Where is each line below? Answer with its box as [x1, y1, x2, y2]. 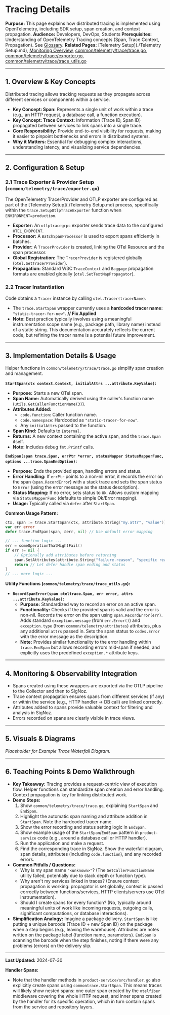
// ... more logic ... [5, 572, 53, 577]
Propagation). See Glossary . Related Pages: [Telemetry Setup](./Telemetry [5, 42, 161, 48]
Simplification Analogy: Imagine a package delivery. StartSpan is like [12, 916, 158, 922]
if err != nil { [5, 548, 39, 553]
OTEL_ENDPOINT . [12, 228, 44, 234]
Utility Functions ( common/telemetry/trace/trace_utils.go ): [5, 581, 131, 587]
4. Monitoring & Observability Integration [5, 669, 138, 678]
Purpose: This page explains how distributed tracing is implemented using [5, 20, 161, 26]
